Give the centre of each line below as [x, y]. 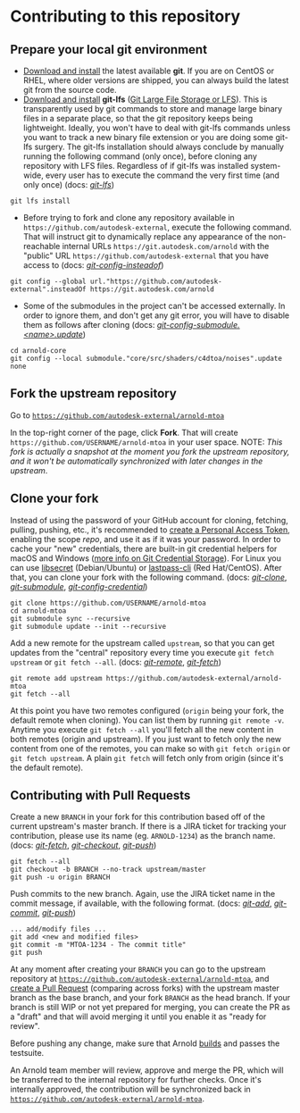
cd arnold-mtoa [38, 611]
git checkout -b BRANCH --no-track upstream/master [108, 870]
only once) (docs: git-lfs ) [69, 184]
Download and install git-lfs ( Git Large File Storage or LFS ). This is [145, 99]
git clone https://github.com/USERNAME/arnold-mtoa [108, 603]
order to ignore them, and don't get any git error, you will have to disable [156, 315]
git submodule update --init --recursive [88, 626]
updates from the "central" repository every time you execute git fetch [142, 652]
